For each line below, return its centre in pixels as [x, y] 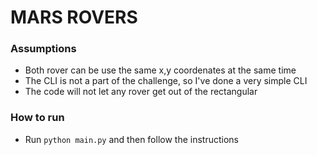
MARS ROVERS [74, 17]
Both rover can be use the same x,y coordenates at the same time [160, 70]
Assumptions [43, 49]
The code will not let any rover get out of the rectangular [141, 92]
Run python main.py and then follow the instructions [131, 139]
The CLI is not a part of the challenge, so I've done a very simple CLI [166, 81]
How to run [37, 118]
